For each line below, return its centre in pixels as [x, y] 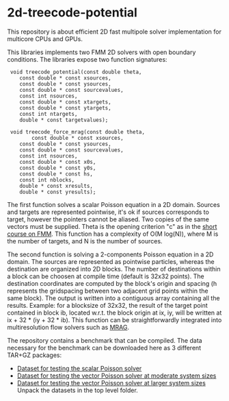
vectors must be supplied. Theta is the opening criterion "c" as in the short [112, 226]
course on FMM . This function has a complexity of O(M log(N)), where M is [113, 234]
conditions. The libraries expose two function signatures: [87, 59]
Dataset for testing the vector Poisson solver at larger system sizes [111, 382]
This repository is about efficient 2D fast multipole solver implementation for [114, 32]
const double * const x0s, [58, 162]
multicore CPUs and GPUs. [45, 38]
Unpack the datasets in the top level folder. [77, 390]
